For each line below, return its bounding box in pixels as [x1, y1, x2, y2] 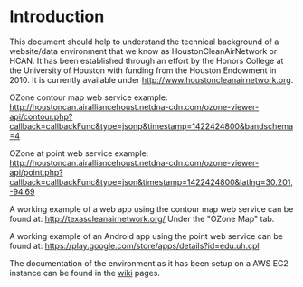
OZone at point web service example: [9, 147, 149, 159]
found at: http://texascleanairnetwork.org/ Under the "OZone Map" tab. [9, 213, 275, 224]
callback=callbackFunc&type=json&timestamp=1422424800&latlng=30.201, [9, 176, 294, 187]
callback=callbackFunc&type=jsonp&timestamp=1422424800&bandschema [9, 120, 294, 132]
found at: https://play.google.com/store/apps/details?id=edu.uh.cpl [9, 240, 260, 251]
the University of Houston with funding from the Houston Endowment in [9, 65, 277, 76]
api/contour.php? [9, 111, 73, 122]
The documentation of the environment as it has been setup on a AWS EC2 [9, 257, 289, 268]
